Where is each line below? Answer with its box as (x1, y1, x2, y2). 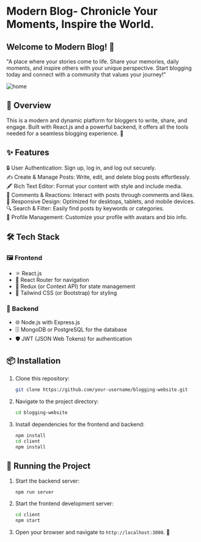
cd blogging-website (15, 410, 68, 416)
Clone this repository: (15, 375, 70, 382)
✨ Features (6, 147, 49, 158)
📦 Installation (6, 356, 61, 366)
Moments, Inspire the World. (6, 17, 155, 31)
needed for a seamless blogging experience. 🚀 (6, 130, 124, 137)
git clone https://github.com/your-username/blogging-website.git (15, 387, 188, 393)
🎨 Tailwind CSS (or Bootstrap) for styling (15, 289, 117, 297)
